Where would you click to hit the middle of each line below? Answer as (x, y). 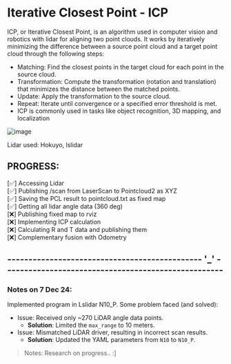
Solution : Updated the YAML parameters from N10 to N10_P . (111, 340)
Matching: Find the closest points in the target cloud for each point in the (120, 67)
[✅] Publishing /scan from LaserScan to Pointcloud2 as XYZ (92, 191)
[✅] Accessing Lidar (36, 183)
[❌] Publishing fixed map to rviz (52, 214)
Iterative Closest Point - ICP (88, 13)
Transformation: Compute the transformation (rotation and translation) (117, 81)
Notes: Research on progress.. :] (70, 353)
